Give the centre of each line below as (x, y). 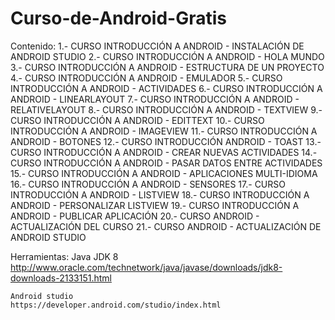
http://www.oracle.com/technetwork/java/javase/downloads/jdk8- (146, 267)
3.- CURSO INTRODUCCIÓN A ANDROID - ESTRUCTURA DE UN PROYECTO (167, 67)
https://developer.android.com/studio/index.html (116, 305)
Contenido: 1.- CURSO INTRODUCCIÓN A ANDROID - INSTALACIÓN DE (157, 46)
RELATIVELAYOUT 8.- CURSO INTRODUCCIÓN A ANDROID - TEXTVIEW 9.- (166, 109)
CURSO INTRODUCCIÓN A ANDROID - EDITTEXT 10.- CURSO (137, 120)
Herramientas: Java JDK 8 (64, 256)
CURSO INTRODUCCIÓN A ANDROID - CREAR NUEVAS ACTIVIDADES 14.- (164, 152)
